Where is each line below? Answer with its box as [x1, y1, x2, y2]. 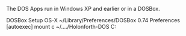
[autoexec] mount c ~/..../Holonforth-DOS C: [6, 23, 116, 30]
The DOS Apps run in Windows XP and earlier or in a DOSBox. [6, 5, 161, 12]
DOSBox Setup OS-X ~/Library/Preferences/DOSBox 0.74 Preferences [6, 17, 181, 23]
